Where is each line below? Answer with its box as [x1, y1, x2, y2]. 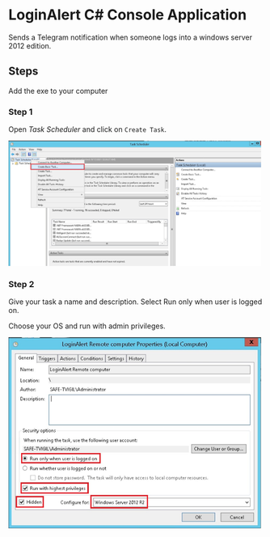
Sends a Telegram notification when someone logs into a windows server [8, 32, 253, 42]
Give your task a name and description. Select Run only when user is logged [8, 297, 263, 307]
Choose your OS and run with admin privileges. [8, 321, 166, 331]
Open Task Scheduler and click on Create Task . [8, 125, 167, 134]
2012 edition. [8, 40, 52, 50]
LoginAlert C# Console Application [8, 6, 247, 24]
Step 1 [8, 106, 33, 117]
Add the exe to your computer [8, 86, 108, 95]
